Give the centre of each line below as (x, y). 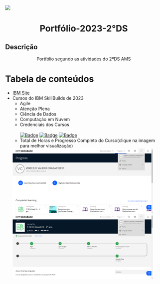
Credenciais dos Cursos (45, 125)
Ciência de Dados (38, 114)
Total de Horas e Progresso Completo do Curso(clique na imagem (87, 140)
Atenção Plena (35, 109)
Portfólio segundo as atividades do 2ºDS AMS (84, 59)
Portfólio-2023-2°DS (84, 29)
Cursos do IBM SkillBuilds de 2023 (48, 98)
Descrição (21, 47)
